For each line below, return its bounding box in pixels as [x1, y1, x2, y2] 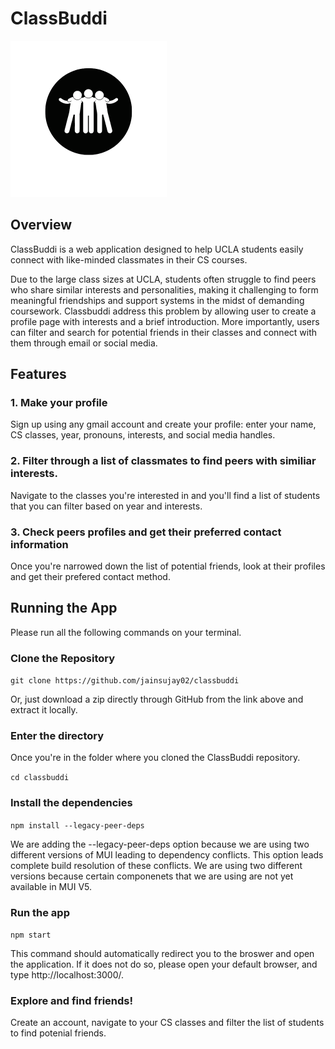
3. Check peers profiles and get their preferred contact [10, 525, 282, 539]
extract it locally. [10, 704, 78, 716]
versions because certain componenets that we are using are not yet [10, 870, 294, 882]
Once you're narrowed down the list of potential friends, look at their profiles [10, 560, 326, 572]
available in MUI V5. [10, 880, 93, 892]
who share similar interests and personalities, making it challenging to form [10, 283, 319, 296]
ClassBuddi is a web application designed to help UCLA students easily [10, 243, 304, 255]
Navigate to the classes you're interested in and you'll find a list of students [10, 489, 321, 501]
